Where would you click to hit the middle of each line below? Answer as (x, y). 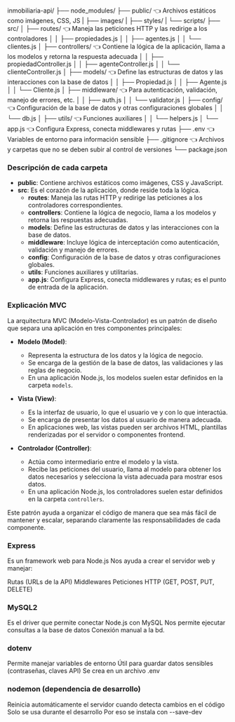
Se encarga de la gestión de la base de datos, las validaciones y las (125, 362)
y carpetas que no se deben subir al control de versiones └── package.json (117, 149)
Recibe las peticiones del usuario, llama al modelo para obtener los (125, 469)
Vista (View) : (37, 398)
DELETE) (20, 589)
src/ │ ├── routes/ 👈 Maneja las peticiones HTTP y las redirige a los (107, 28)
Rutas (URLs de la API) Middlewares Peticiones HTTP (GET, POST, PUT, (111, 582)
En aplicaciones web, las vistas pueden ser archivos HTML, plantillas (127, 427)
